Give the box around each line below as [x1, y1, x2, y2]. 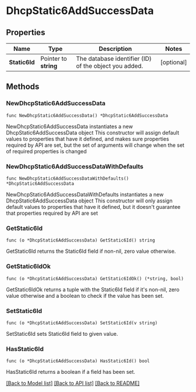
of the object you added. [76, 62, 143, 70]
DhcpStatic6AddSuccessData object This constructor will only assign [6, 197, 173, 204]
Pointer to [40, 54, 67, 63]
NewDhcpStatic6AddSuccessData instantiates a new [6, 123, 133, 130]
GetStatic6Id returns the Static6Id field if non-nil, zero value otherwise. [6, 247, 176, 255]
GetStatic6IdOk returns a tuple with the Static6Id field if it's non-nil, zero [6, 286, 180, 293]
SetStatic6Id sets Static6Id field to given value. [6, 330, 118, 337]
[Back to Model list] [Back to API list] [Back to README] [6, 380, 140, 387]
